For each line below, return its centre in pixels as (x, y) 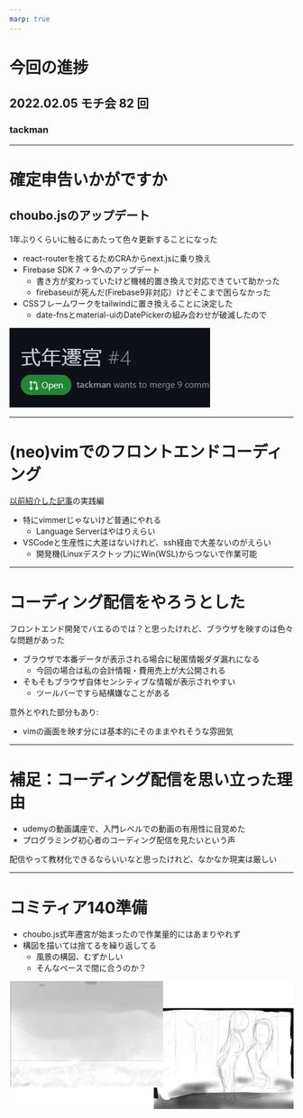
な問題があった (37, 640)
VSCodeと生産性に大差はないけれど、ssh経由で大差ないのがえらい (147, 543)
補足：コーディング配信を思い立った (143, 779)
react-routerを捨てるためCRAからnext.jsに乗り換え (117, 258)
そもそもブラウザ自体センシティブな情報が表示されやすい (129, 682)
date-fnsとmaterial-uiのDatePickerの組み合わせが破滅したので (151, 315)
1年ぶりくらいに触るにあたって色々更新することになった (114, 239)
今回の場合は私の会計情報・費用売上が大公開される (131, 671)
